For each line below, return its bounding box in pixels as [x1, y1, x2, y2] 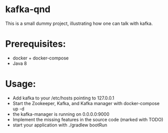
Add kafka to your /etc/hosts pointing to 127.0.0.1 [12, 95, 114, 101]
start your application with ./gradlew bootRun [12, 122, 108, 128]
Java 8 [12, 60, 27, 66]
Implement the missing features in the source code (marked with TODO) [12, 116, 163, 122]
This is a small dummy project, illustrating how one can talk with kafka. [5, 20, 153, 26]
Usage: [5, 78, 37, 90]
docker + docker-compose [12, 55, 69, 61]
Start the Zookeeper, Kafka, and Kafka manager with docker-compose [12, 100, 160, 106]
